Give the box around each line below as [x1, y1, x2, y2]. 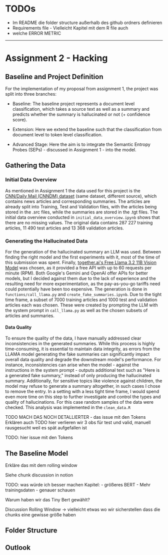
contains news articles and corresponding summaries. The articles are [5, 198, 150, 204]
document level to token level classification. [12, 131, 102, 138]
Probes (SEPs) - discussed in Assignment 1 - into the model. [12, 146, 136, 153]
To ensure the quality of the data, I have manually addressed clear [5, 335, 141, 341]
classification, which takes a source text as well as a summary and [12, 106, 150, 112]
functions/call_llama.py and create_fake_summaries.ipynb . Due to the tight [5, 291, 162, 297]
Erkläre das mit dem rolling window [5, 462, 77, 468]
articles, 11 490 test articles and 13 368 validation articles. [5, 225, 124, 231]
